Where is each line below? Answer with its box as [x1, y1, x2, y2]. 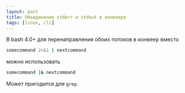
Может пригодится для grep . [6, 81, 79, 88]
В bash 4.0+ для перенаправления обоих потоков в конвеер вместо [6, 36, 180, 43]
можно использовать [6, 58, 61, 65]
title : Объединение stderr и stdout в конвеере [6, 14, 127, 20]
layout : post [6, 8, 39, 15]
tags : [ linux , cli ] [6, 20, 55, 25]
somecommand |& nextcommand [6, 69, 76, 76]
